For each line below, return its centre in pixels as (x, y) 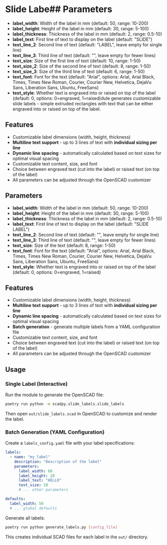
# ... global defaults (33, 508)
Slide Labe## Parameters (59, 9)
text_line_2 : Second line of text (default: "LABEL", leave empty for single (87, 44)
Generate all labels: (25, 518)
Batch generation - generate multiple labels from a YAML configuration (86, 327)
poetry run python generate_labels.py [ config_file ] (61, 527)
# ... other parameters (43, 490)
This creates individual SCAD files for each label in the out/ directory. (77, 537)
